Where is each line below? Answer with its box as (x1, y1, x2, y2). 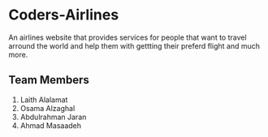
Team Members (8, 73, 89, 87)
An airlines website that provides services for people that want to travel (8, 32, 247, 42)
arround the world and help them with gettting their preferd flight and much (8, 41, 260, 50)
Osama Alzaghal (19, 103, 76, 113)
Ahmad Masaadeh (19, 120, 82, 131)
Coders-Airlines (8, 6, 119, 24)
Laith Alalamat (19, 95, 68, 105)
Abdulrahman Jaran (19, 112, 87, 122)
